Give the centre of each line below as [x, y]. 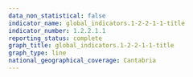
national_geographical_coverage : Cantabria [82, 61]
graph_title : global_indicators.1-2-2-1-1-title [91, 46]
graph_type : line [37, 53]
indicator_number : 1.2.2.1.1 [57, 30]
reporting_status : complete [55, 38]
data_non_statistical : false [57, 16]
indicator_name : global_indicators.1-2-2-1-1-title [96, 23]
